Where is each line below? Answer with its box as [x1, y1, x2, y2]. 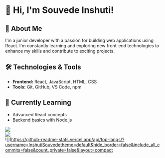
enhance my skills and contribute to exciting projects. [5, 48, 115, 54]
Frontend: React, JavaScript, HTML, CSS [12, 79, 97, 84]
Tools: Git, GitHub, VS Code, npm [12, 84, 82, 90]
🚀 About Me [5, 24, 42, 33]
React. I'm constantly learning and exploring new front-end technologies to [5, 43, 160, 49]
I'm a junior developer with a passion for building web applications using [5, 37, 154, 43]
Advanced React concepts [12, 111, 67, 117]
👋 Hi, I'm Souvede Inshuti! [5, 4, 114, 16]
